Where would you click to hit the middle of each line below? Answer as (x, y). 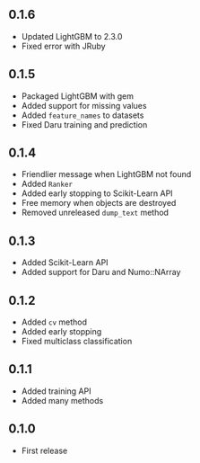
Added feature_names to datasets (83, 115)
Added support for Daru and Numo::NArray (101, 272)
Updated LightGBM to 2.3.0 (72, 36)
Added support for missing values (84, 105)
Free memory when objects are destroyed (99, 203)
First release (44, 450)
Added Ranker (47, 184)
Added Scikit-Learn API (65, 263)
